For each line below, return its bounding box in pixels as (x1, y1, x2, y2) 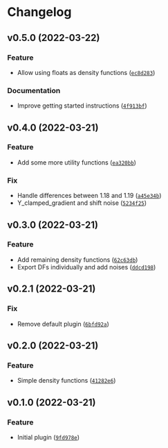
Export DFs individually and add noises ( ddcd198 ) (17, 263, 156, 271)
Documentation (7, 85, 61, 95)
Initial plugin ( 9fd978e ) (17, 433, 80, 441)
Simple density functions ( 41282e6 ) (17, 376, 116, 385)
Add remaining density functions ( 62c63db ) (17, 255, 138, 264)
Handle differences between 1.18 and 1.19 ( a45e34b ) (17, 192, 162, 200)
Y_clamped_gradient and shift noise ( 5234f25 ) (17, 199, 147, 207)
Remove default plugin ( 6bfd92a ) (17, 320, 109, 328)
